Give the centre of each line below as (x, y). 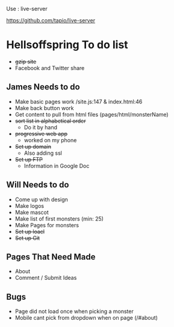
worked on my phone (50, 140)
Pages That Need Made (51, 257)
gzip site (26, 61)
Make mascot (32, 212)
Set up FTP (29, 159)
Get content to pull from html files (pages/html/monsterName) (92, 114)
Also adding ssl (43, 153)
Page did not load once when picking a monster (74, 311)
